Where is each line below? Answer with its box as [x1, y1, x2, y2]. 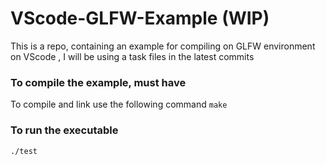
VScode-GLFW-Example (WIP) [10, 7, 270, 30]
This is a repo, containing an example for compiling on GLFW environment [10, 40, 316, 52]
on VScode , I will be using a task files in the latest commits [10, 50, 255, 62]
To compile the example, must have [10, 75, 187, 89]
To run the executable [10, 123, 119, 137]
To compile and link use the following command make [10, 98, 228, 111]
